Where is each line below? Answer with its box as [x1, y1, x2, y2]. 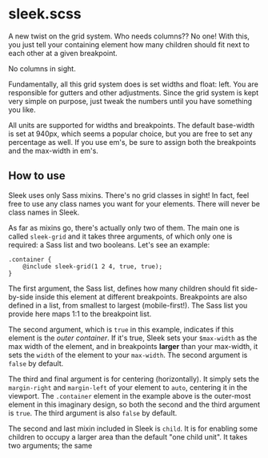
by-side [8, 291, 34, 301]
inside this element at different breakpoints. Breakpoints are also [34, 291, 248, 301]
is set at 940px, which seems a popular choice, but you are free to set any [8, 129, 254, 139]
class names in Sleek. [8, 207, 80, 217]
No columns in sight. [8, 63, 76, 73]
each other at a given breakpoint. [8, 48, 118, 58]
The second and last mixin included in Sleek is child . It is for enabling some [8, 424, 258, 433]
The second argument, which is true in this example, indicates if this [8, 324, 234, 334]
